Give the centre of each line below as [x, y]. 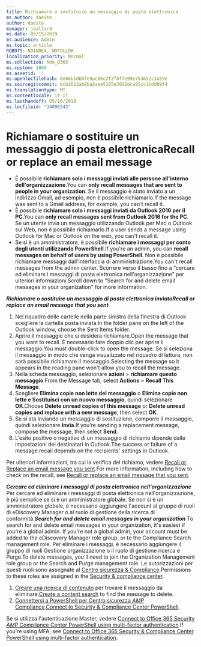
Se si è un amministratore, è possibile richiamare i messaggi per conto [103, 242]
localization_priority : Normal [45, 56]
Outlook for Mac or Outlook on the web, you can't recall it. [87, 236]
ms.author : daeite [29, 17]
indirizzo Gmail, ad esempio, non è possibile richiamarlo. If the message [103, 198]
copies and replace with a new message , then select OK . [86, 413]
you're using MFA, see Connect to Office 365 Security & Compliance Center [100, 631]
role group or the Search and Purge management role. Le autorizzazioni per [100, 563]
